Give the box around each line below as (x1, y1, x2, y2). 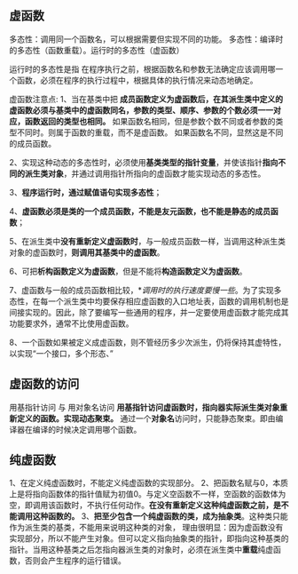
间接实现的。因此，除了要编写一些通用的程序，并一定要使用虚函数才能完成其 (9, 307, 289, 317)
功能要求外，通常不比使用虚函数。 (9, 318, 134, 329)
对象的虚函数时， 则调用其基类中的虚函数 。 (9, 247, 165, 258)
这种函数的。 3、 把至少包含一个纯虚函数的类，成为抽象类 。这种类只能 (32, 511, 288, 522)
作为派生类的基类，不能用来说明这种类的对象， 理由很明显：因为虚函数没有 (9, 522, 284, 533)
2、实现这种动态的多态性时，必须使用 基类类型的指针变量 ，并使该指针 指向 (9, 156, 278, 167)
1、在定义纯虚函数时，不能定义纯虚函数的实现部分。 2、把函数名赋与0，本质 (9, 478, 288, 489)
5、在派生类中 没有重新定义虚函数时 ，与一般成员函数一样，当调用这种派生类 (9, 235, 286, 246)
